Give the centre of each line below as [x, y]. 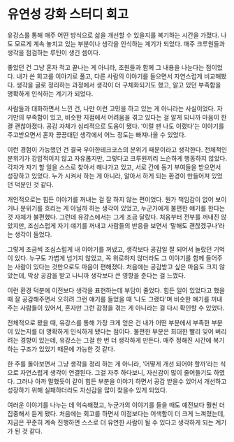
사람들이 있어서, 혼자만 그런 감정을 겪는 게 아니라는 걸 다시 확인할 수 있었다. [122, 308]
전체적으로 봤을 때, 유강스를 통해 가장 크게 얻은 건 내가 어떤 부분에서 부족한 [109, 322]
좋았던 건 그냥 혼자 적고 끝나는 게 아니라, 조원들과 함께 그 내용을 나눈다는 [106, 67]
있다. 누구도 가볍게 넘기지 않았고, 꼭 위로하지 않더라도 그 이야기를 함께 [109, 258]
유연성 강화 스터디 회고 [68, 14]
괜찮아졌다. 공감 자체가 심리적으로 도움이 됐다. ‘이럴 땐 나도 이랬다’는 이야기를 [119, 126]
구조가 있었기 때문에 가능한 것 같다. [67, 349]
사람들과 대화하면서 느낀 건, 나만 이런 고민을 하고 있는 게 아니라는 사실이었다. [111, 108]
